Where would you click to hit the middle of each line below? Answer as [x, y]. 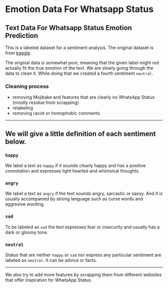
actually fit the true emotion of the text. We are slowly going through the [79, 68]
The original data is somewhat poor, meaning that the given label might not [82, 63]
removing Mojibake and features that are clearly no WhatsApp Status [83, 97]
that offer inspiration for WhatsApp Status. [49, 280]
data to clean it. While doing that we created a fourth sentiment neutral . [79, 73]
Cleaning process [27, 86]
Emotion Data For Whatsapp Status [79, 9]
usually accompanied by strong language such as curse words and [74, 199]
